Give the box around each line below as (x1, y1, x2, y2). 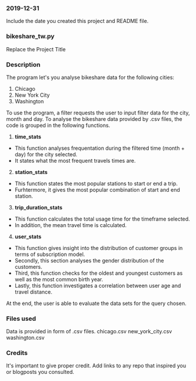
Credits (6, 349, 28, 357)
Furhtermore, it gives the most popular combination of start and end (14, 186, 180, 193)
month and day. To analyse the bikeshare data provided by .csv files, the (6, 115, 182, 122)
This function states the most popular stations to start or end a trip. (14, 180, 178, 187)
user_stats (14, 233, 42, 240)
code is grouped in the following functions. (6, 121, 110, 129)
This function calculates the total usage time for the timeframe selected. (14, 215, 190, 222)
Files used (6, 314, 37, 323)
